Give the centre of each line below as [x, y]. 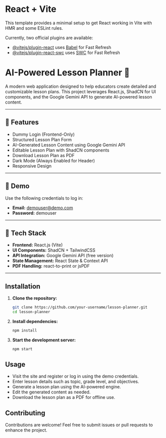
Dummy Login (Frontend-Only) [43, 134]
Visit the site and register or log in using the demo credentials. [75, 376]
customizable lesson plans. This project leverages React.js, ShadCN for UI [81, 91]
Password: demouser [34, 213]
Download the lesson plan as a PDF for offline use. [63, 397]
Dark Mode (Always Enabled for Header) [54, 161]
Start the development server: [44, 340]
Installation [23, 286]
